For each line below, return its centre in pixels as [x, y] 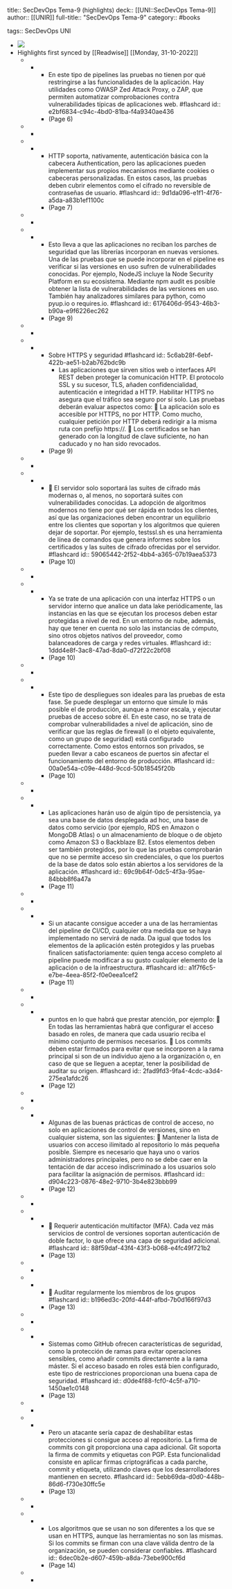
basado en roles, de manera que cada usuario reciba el [127, 1034]
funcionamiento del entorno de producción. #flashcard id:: [132, 761]
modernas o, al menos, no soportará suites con [116, 495]
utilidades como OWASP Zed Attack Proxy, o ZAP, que [125, 89]
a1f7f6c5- [202, 967]
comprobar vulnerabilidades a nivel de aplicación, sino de [131, 724]
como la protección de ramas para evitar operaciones [125, 1351]
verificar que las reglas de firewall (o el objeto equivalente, [132, 731]
